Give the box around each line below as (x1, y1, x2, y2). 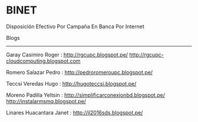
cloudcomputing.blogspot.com (6, 57, 81, 65)
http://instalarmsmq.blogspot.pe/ (6, 97, 87, 104)
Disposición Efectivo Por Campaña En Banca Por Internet (6, 23, 144, 30)
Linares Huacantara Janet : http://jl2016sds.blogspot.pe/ (6, 109, 143, 116)
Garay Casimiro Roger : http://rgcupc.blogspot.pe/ (6, 51, 128, 58)
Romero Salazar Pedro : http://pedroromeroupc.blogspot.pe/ (6, 69, 153, 76)
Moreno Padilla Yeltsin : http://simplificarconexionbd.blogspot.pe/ (6, 91, 165, 99)
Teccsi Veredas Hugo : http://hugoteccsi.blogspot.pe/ (6, 80, 137, 87)
